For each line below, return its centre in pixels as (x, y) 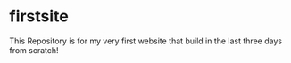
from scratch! (34, 50)
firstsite (39, 16)
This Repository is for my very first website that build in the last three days (146, 41)
